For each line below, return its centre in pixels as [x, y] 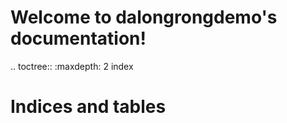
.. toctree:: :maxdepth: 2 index [72, 66]
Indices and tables [88, 107]
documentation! [78, 38]
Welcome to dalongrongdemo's [144, 17]
